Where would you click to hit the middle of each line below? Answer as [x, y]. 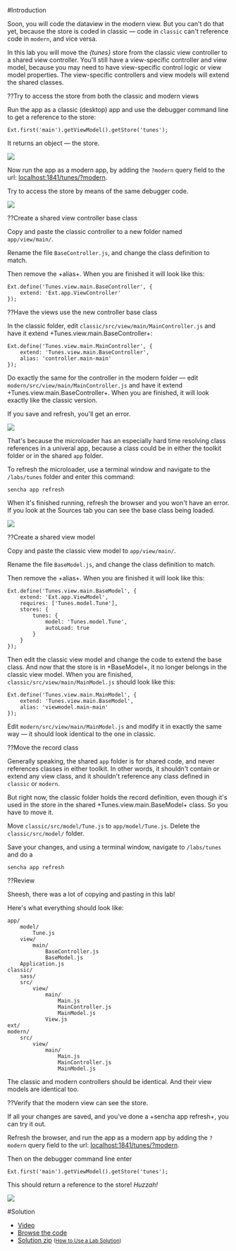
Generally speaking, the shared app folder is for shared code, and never [111, 761]
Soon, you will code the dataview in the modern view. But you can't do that [116, 24]
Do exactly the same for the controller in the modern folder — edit [103, 378]
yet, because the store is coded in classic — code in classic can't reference [118, 31]
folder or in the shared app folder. [55, 456]
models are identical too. [43, 1089]
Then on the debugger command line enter [70, 1159]
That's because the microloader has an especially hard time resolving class [117, 441]
